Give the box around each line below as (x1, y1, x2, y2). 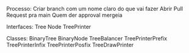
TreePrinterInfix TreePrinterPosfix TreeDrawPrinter (6, 42, 134, 48)
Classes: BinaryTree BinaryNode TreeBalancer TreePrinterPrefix (6, 35, 168, 42)
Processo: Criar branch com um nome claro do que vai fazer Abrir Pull (6, 5, 183, 12)
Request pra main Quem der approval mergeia (6, 11, 123, 19)
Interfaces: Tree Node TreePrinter (6, 23, 92, 30)
